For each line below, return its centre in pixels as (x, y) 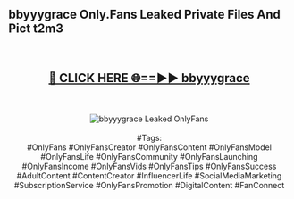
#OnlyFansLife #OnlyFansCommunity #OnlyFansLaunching (149, 156)
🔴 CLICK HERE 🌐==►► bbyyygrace (149, 78)
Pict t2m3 (36, 29)
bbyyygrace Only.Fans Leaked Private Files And (144, 15)
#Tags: (149, 137)
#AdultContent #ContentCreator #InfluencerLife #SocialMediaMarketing (149, 175)
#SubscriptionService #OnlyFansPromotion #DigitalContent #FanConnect (149, 185)
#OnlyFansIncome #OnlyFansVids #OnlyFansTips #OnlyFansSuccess (149, 166)
